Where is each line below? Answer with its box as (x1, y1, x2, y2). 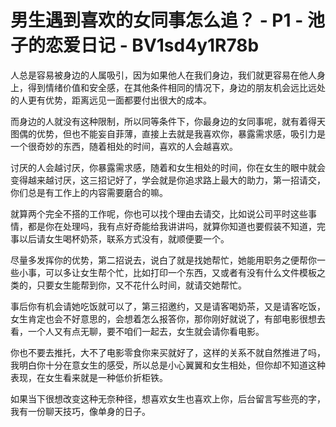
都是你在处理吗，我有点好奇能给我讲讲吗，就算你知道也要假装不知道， (27, 220, 317, 232)
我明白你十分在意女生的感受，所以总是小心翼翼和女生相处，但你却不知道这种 (10, 359, 326, 371)
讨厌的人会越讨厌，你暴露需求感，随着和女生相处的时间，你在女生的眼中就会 (10, 161, 326, 173)
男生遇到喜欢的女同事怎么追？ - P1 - (10, 9, 304, 32)
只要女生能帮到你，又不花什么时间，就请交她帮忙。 (36, 279, 247, 291)
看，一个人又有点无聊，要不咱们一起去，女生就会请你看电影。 (10, 325, 265, 337)
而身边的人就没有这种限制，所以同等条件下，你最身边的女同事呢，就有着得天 (10, 115, 326, 127)
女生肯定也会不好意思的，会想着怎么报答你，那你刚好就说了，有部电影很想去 (10, 312, 326, 325)
